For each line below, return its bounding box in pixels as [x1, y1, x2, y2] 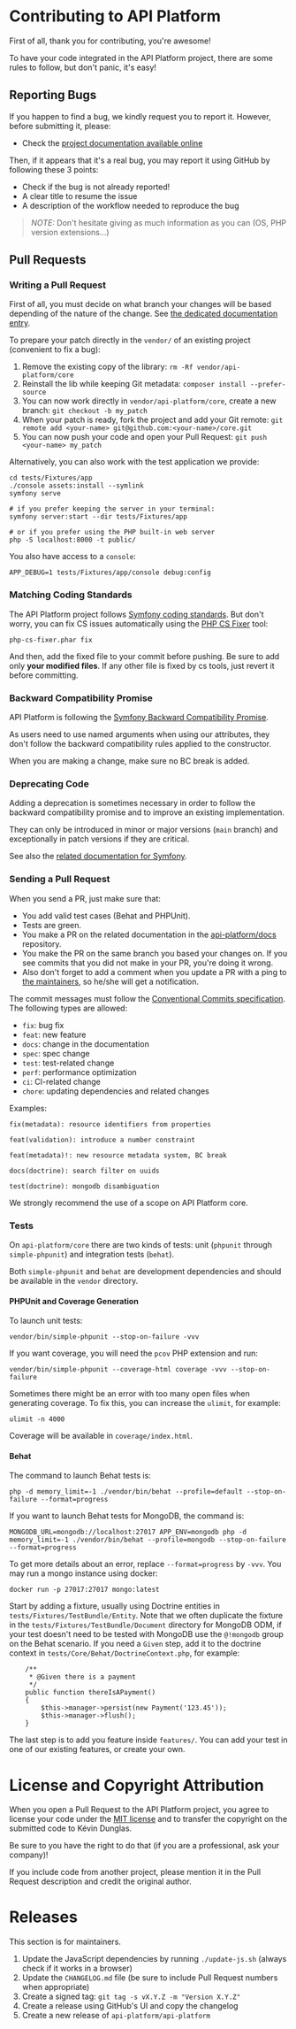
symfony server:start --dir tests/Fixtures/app [9, 512, 188, 521]
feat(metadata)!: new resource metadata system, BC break [9, 1150, 227, 1160]
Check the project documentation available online [21, 137, 203, 148]
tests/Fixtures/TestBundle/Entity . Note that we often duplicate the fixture [9, 1610, 284, 1621]
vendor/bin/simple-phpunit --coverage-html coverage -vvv [9, 1365, 227, 1374]
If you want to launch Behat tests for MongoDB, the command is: [9, 1510, 245, 1521]
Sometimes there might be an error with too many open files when [9, 1388, 250, 1399]
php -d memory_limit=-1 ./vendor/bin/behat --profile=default [9, 1487, 243, 1496]
